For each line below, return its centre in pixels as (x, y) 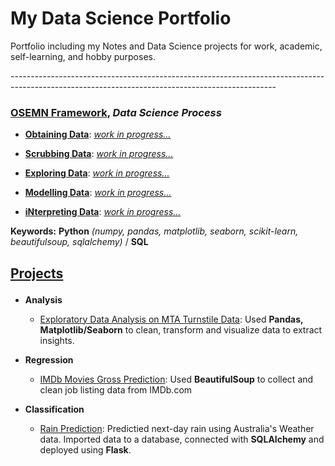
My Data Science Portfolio (121, 18)
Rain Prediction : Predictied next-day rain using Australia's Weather (177, 428)
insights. (57, 340)
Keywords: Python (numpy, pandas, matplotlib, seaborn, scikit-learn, (154, 231)
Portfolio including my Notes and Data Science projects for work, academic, (166, 46)
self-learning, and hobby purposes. (83, 56)
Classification (54, 409)
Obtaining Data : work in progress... (98, 134)
